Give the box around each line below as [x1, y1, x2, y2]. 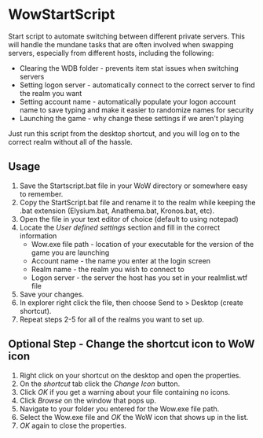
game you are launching [31, 248, 110, 257]
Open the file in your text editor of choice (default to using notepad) [19, 214, 239, 223]
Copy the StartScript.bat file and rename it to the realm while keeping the [19, 197, 257, 207]
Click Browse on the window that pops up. [19, 396, 157, 405]
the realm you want [19, 88, 82, 98]
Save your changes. [19, 289, 85, 299]
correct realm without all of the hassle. [8, 137, 133, 146]
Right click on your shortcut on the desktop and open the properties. [19, 370, 242, 380]
